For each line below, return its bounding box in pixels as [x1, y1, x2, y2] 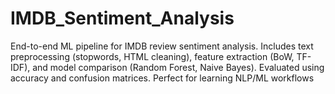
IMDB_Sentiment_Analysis [10, 7, 235, 30]
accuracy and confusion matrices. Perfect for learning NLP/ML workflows [10, 72, 315, 84]
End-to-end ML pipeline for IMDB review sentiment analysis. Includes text [10, 40, 314, 52]
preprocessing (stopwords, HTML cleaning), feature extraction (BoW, [10, 50, 295, 62]
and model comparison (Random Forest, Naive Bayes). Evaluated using [32, 61, 325, 73]
